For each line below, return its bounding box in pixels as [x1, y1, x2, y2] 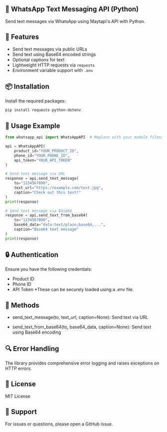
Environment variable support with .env [12, 67, 93, 73]
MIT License [5, 393, 31, 399]
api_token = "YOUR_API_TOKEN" [14, 158, 72, 163]
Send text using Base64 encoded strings [12, 51, 96, 57]
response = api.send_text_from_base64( [5, 213, 88, 218]
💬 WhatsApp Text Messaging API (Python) [5, 5, 139, 13]
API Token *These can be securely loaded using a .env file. [12, 287, 134, 293]
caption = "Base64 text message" [14, 227, 79, 232]
